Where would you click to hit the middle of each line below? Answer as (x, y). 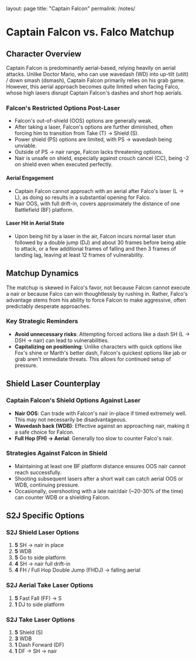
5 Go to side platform (40, 557)
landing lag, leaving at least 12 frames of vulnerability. (79, 255)
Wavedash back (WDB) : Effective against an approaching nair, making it (102, 425)
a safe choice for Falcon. (44, 432)
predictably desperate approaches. (48, 306)
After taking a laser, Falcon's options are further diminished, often (94, 127)
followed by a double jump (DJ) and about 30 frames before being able (100, 242)
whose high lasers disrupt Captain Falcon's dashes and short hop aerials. (94, 93)
